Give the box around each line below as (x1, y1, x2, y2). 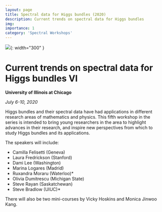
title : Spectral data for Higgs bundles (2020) (5, 12, 106, 17)
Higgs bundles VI (5, 73, 78, 84)
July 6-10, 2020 (5, 99, 38, 105)
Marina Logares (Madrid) (12, 165, 64, 171)
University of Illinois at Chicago (5, 89, 72, 95)
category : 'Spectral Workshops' (5, 30, 72, 35)
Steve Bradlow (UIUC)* (12, 186, 61, 192)
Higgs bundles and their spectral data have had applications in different (5, 108, 152, 115)
